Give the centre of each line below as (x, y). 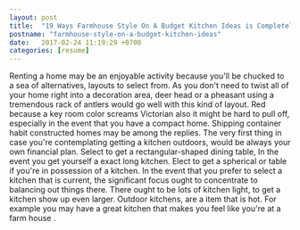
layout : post (33, 17)
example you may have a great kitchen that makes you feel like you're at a (145, 209)
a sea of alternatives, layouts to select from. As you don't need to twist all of (149, 86)
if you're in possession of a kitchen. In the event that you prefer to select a (146, 171)
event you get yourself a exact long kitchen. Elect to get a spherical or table (148, 161)
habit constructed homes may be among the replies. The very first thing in (146, 133)
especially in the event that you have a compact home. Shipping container (146, 123)
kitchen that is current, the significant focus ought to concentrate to (134, 180)
